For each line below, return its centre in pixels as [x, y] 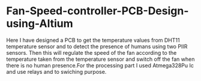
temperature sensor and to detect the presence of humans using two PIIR [97, 46]
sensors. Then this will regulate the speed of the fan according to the [91, 52]
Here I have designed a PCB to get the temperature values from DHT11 [93, 40]
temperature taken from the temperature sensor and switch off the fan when [100, 59]
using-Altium [40, 24]
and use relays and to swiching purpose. [56, 71]
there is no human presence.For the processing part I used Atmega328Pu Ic [100, 65]
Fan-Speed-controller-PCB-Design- [97, 11]
